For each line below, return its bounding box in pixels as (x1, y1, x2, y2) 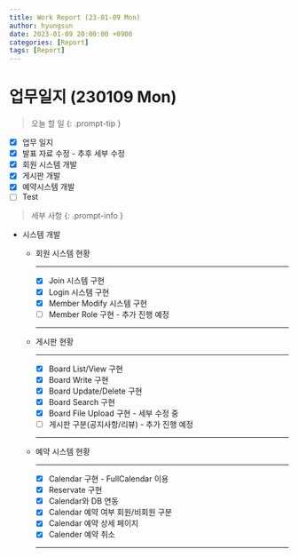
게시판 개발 (21, 171, 61, 181)
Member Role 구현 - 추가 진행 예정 (48, 308, 170, 320)
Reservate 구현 (48, 485, 103, 496)
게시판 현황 (35, 336, 74, 346)
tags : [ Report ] (9, 46, 66, 55)
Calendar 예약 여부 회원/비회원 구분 (48, 507, 173, 518)
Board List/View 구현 (48, 363, 123, 374)
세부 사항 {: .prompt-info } (30, 211, 124, 221)
